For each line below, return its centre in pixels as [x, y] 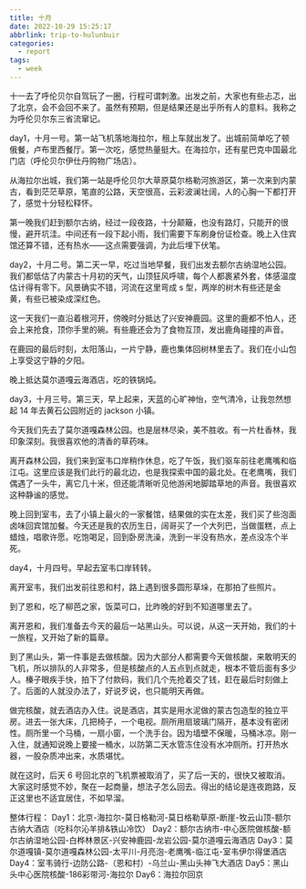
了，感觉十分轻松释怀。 [53, 202]
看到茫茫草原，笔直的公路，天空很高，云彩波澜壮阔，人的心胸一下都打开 [161, 191]
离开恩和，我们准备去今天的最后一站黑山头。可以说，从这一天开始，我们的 [149, 625]
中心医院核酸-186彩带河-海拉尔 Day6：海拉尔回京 [110, 874]
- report [34, 52]
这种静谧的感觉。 [41, 494]
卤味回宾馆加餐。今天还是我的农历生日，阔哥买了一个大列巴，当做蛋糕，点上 [153, 525]
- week [30, 69]
